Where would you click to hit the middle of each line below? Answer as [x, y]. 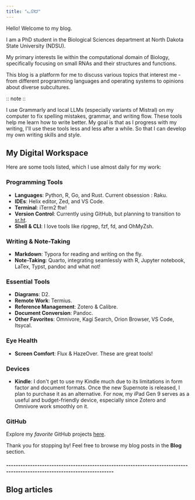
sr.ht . [21, 220]
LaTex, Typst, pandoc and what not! [58, 266]
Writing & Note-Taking [38, 241]
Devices [18, 368]
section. [16, 452]
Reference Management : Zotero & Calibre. [66, 307]
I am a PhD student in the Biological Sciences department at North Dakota [95, 39]
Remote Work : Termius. [43, 301]
